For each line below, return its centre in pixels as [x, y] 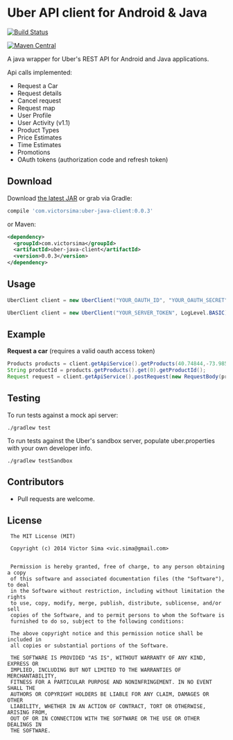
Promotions [34, 152]
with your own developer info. [50, 448]
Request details [40, 93]
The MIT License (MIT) [43, 537]
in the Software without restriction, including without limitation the [118, 591]
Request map [36, 108]
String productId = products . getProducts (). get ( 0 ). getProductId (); [107, 370]
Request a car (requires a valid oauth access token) [81, 351]
